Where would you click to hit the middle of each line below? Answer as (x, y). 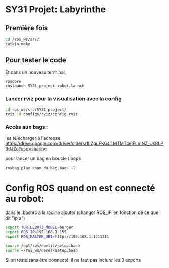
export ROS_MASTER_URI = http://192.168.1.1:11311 (57, 237)
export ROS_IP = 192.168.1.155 (36, 232)
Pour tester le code (36, 60)
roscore (13, 81)
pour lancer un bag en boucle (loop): (43, 158)
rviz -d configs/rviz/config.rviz (42, 114)
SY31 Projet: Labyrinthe (56, 9)
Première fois (27, 28)
